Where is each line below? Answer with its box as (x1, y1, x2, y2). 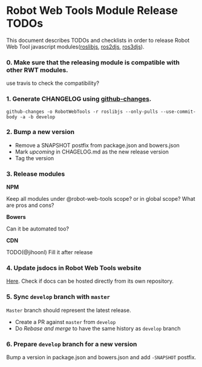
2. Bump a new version (6, 128, 74, 136)
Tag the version (15, 154, 54, 161)
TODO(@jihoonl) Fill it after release (6, 249, 93, 256)
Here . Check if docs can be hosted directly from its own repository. (6, 277, 174, 285)
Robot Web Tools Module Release (6, 4, 178, 18)
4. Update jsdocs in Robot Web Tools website (6, 264, 142, 272)
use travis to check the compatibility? (6, 79, 100, 87)
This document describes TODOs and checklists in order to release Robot (6, 36, 190, 44)
